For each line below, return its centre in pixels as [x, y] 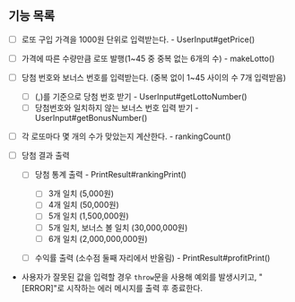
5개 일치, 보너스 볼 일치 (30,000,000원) [118, 228]
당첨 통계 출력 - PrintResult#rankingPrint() [111, 175]
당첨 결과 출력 [45, 156]
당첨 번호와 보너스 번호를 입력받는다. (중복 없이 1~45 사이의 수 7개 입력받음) [154, 77]
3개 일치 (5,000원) [81, 194]
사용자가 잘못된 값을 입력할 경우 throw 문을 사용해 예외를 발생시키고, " [142, 277]
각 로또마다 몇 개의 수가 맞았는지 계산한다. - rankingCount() [126, 136]
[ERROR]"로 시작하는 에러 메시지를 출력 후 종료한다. [112, 288]
